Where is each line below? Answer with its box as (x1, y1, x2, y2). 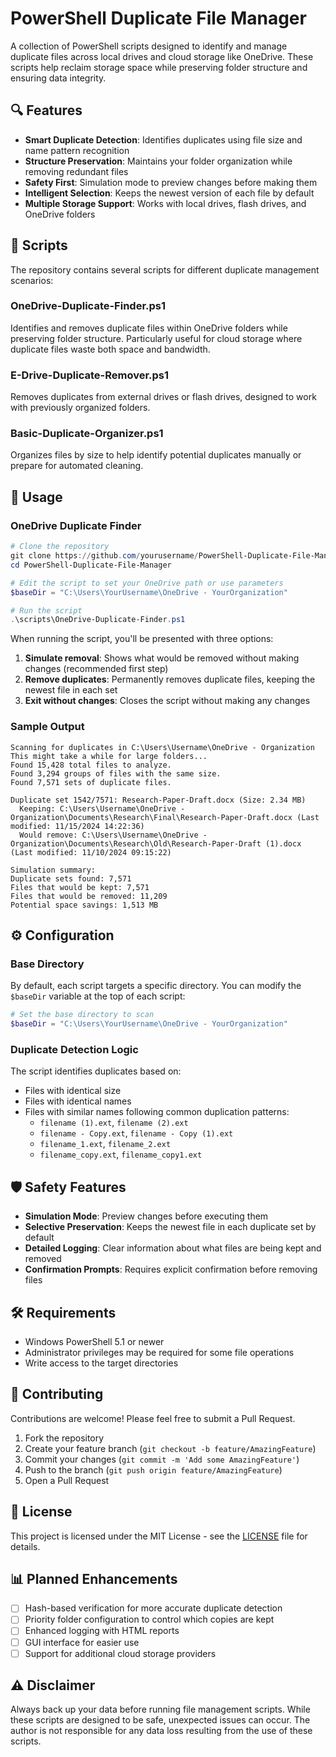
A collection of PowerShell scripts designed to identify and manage (10, 40, 288, 52)
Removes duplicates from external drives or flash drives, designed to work (10, 391, 317, 403)
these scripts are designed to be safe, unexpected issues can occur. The (10, 1714, 311, 1726)
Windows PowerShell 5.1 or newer (24, 1335, 165, 1347)
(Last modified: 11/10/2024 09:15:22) (10, 847, 172, 857)
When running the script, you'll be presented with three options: (10, 633, 274, 645)
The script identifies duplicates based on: (10, 1065, 182, 1077)
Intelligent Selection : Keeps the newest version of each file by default (24, 187, 315, 199)
